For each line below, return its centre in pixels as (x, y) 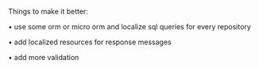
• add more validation (44, 57)
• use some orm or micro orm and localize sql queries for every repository (130, 26)
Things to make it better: (48, 11)
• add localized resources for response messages (90, 42)
